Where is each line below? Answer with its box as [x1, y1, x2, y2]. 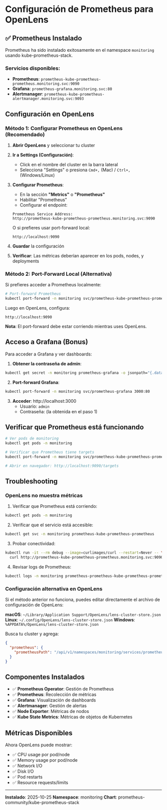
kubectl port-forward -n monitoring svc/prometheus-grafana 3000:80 [5, 389, 150, 394]
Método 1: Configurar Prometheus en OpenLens [5, 124, 123, 131]
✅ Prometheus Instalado [5, 34, 82, 42]
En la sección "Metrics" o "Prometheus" [19, 191, 105, 197]
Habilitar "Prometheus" [19, 197, 67, 203]
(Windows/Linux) [19, 172, 55, 178]
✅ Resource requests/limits [12, 780, 69, 786]
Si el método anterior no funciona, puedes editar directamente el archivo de [5, 596, 160, 603]
